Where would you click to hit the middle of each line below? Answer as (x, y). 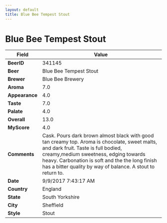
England (52, 189)
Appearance (23, 95)
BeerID (16, 63)
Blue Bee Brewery (63, 79)
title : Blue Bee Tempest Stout (38, 14)
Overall (16, 120)
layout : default (22, 10)
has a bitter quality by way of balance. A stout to (98, 167)
